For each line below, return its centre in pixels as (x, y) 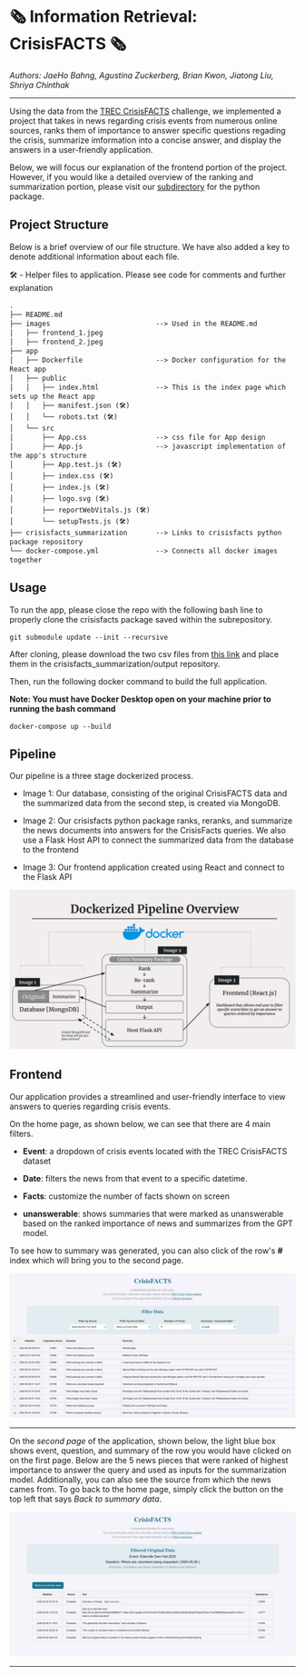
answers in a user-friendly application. (81, 149)
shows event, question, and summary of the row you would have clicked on (151, 1451)
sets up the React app (52, 396)
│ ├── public (38, 378)
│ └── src (32, 428)
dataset (37, 1161)
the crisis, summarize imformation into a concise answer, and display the (145, 140)
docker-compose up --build (60, 726)
